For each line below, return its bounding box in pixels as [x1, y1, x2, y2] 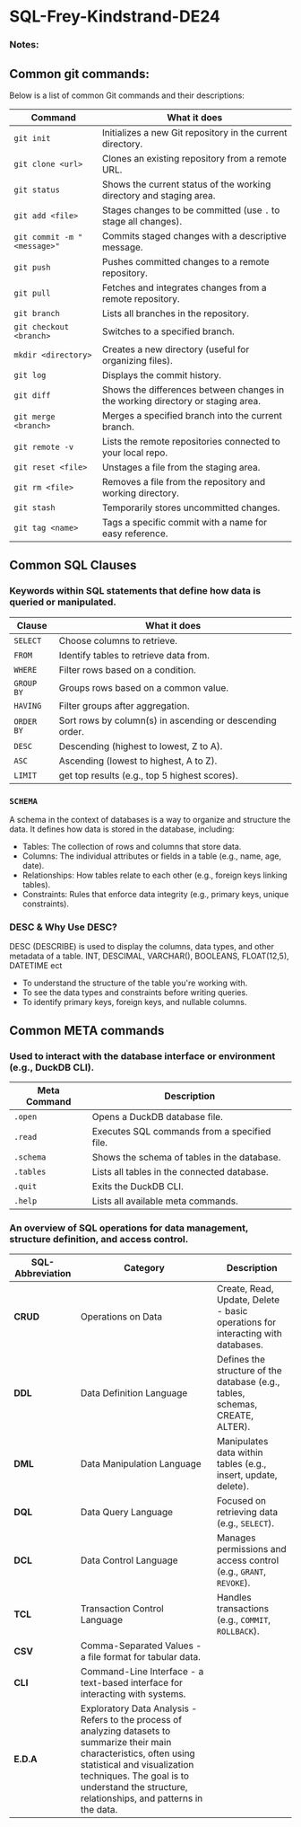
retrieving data [216, 1506, 279, 1519]
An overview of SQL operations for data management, [9, 1222, 249, 1234]
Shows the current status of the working [101, 178, 271, 190]
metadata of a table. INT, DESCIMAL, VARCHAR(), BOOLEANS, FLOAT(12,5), [9, 950, 289, 962]
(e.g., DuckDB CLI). [9, 1061, 95, 1073]
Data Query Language [80, 1506, 173, 1519]
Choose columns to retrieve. [58, 634, 177, 647]
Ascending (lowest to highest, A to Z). [58, 755, 218, 767]
